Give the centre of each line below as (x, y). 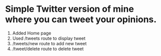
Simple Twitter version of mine (70, 9)
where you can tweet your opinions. (81, 19)
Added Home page (32, 33)
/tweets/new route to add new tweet (49, 43)
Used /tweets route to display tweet (49, 38)
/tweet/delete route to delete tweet (48, 49)
